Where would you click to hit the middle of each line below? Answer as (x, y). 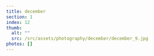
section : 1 (19, 17)
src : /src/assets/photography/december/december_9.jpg (80, 38)
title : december (26, 11)
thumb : (14, 28)
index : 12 (18, 22)
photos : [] (19, 44)
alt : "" (21, 33)
